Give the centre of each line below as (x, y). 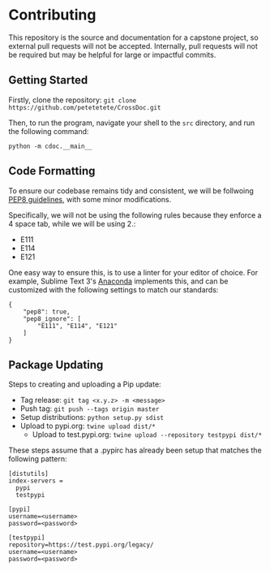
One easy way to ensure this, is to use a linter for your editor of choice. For (133, 272)
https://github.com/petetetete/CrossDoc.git (85, 107)
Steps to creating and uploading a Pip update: (85, 384)
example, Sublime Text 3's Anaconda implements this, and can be (118, 281)
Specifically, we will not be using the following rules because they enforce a (135, 215)
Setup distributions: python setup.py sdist (92, 417)
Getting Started (48, 80)
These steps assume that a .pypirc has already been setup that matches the (135, 450)
